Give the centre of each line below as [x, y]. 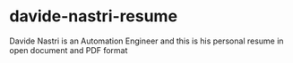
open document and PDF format [69, 50]
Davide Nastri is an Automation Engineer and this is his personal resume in [146, 41]
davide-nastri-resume [93, 16]
